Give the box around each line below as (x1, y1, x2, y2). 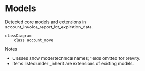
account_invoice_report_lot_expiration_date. (5, 24, 93, 29)
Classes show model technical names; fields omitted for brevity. (12, 55, 141, 61)
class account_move (14, 37, 54, 43)
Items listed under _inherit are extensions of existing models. (12, 60, 134, 66)
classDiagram (5, 33, 32, 38)
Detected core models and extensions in (5, 19, 86, 25)
